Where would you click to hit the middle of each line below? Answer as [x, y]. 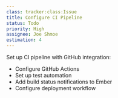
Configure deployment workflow [55, 88]
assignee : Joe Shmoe [32, 34]
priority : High [25, 29]
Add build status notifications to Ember [64, 82]
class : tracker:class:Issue [42, 12]
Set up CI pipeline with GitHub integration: [59, 57]
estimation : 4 [24, 40]
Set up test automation [43, 75]
